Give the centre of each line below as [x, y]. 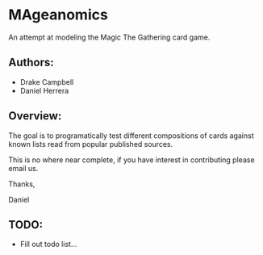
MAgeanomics [58, 15]
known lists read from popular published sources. [91, 144]
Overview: [35, 116]
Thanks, [22, 184]
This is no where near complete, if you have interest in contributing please [132, 160]
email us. [23, 168]
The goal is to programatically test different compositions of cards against [131, 136]
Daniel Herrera [44, 90]
